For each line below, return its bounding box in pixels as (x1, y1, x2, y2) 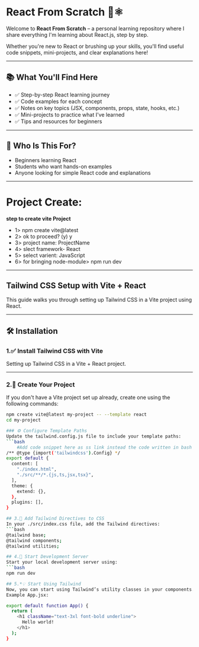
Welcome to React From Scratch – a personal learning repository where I (6, 25, 185, 32)
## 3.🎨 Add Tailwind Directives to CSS (6, 516, 105, 522)
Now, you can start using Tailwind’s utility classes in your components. (6, 586, 195, 593)
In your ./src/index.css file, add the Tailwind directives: (6, 521, 161, 527)
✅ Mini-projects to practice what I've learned (14, 111, 125, 118)
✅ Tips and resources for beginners (14, 118, 102, 125)
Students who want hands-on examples (14, 163, 113, 170)
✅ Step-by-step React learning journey (14, 91, 110, 98)
